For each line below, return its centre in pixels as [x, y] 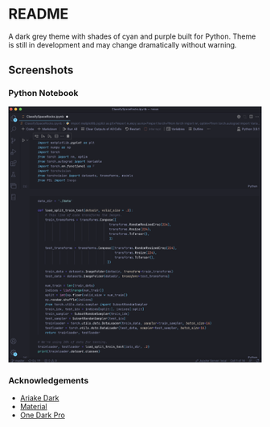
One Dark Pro [43, 415]
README [39, 14]
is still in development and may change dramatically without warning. [123, 44]
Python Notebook [43, 93]
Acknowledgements [49, 381]
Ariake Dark [39, 398]
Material [33, 407]
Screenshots [41, 70]
